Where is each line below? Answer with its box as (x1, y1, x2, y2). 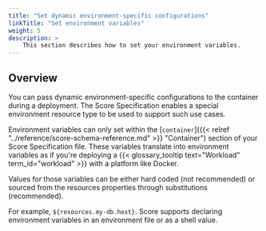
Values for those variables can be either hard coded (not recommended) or (8, 173, 256, 184)
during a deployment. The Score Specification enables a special (8, 101, 219, 110)
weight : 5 (8, 26, 42, 34)
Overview (8, 71, 58, 85)
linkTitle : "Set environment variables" (8, 19, 145, 27)
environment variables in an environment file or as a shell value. (8, 215, 218, 225)
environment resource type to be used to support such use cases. (8, 109, 226, 118)
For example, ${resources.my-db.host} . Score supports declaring (8, 206, 223, 216)
